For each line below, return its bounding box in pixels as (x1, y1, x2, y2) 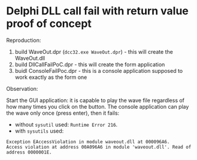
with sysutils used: (14, 127, 64, 134)
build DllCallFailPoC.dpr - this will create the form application (14, 61, 165, 68)
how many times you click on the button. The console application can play (6, 103, 189, 110)
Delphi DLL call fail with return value (6, 4, 189, 18)
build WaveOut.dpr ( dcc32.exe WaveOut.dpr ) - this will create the (14, 48, 174, 55)
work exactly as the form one (14, 73, 87, 81)
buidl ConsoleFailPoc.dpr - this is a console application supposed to (14, 67, 183, 74)
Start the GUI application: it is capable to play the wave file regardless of (6, 97, 184, 104)
